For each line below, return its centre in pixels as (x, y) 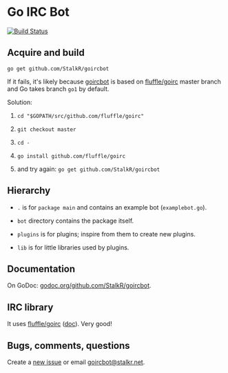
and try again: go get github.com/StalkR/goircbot (89, 169)
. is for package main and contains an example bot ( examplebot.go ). (112, 207)
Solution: (20, 102)
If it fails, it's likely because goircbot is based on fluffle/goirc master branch (114, 81)
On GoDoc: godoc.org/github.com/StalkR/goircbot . (79, 285)
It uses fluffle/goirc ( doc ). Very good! (60, 324)
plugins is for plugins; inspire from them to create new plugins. (106, 234)
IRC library (30, 307)
